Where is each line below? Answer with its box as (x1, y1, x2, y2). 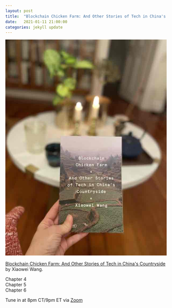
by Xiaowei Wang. (5, 266, 44, 272)
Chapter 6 (5, 287, 27, 293)
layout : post (5, 8, 33, 13)
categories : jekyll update (5, 25, 63, 30)
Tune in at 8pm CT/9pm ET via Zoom (5, 297, 83, 303)
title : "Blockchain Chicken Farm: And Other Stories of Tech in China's (5, 13, 166, 19)
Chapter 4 (5, 276, 27, 282)
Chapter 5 (5, 281, 27, 287)
